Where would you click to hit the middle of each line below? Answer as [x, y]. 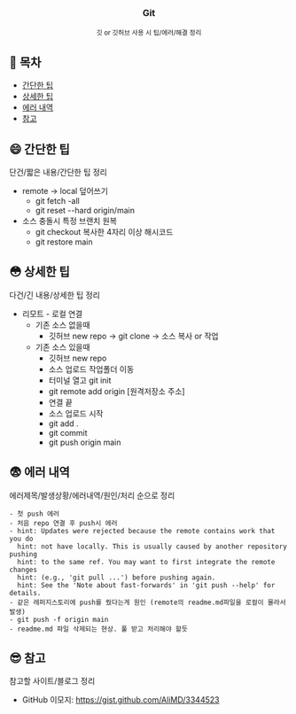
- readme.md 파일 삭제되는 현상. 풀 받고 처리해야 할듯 [98, 629]
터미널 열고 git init [80, 380]
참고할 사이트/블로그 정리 [52, 681]
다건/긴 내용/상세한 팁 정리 [55, 295]
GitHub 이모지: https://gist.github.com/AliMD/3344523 [121, 700]
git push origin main [85, 442]
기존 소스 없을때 [62, 324]
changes [23, 570]
